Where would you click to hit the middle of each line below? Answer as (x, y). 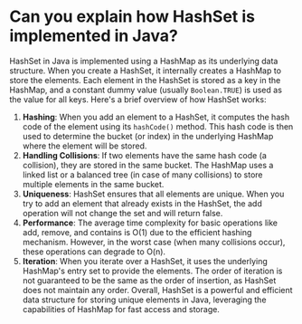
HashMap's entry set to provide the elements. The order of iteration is (152, 271)
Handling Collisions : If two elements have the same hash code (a (144, 155)
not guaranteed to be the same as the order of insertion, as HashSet (149, 280)
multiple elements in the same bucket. (93, 184)
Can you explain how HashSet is (132, 17)
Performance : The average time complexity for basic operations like (150, 223)
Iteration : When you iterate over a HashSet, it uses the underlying (145, 261)
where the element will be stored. (85, 146)
